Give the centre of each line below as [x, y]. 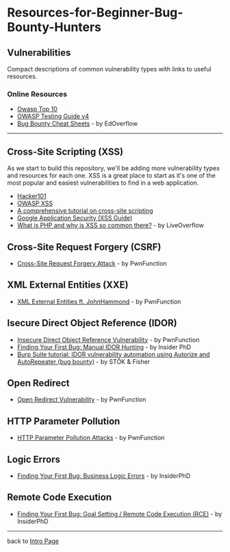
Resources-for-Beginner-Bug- [95, 13]
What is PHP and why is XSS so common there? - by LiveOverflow [110, 225]
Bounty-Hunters [54, 27]
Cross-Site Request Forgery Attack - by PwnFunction [92, 263]
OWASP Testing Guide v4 [53, 116]
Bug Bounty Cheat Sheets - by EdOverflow [77, 124]
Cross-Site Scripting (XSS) [65, 151]
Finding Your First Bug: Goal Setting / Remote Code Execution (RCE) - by [119, 514]
